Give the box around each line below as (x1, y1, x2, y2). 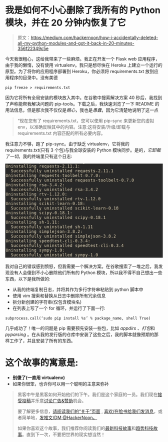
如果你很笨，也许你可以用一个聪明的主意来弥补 (12, 380, 109, 386)
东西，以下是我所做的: (5, 275, 51, 281)
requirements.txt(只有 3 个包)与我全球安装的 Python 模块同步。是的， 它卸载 (5, 147, 161, 153)
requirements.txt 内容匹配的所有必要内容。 (17, 130, 106, 136)
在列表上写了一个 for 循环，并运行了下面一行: (12, 305, 106, 311)
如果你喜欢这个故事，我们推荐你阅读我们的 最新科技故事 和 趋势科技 (17, 425, 153, 431)
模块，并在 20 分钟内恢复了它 (5, 17, 126, 28)
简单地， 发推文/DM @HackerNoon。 (21, 414, 97, 420)
